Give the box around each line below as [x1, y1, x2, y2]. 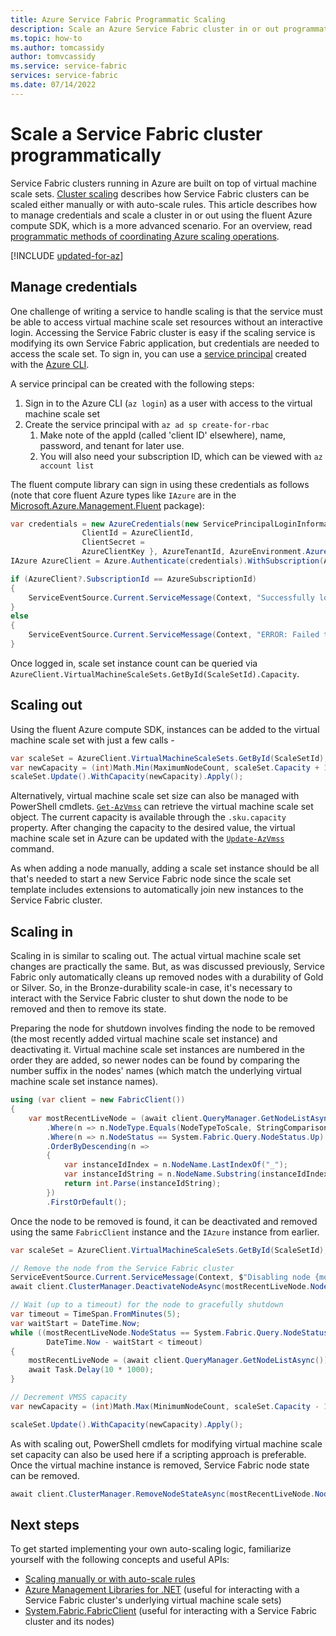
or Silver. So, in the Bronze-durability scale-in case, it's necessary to [10, 982, 293, 994]
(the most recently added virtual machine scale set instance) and [10, 1033, 278, 1045]
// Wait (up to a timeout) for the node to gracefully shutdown [10, 1300, 284, 1310]
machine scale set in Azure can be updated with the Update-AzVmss [10, 832, 285, 845]
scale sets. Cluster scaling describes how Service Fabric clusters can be [10, 187, 310, 200]
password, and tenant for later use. [39, 439, 185, 451]
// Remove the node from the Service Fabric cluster [10, 1263, 235, 1273]
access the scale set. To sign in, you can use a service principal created [10, 347, 307, 360]
